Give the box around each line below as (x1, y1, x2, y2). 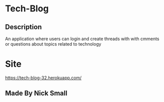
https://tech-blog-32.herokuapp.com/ (5, 75, 82, 81)
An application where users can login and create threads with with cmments (5, 36, 160, 42)
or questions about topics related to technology (5, 41, 101, 47)
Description (5, 23, 42, 31)
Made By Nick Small (5, 89, 67, 98)
